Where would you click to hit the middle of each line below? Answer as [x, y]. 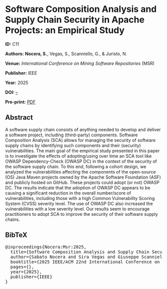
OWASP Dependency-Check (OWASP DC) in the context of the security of [81, 161]
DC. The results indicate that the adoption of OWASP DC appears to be [78, 188]
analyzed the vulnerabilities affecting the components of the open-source [81, 172]
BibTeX [16, 235]
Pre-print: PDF [20, 102]
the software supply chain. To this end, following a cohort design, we [76, 166]
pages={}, [22, 267]
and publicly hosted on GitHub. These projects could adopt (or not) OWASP [83, 182]
